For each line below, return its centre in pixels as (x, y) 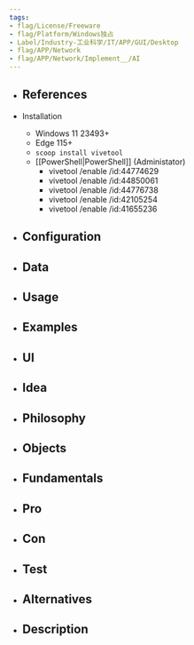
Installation (42, 115)
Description (55, 629)
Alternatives (57, 599)
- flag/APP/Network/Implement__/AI (75, 59)
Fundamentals (62, 478)
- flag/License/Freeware (55, 26)
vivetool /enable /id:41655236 (103, 209)
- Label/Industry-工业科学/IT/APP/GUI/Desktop (94, 42)
